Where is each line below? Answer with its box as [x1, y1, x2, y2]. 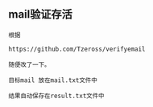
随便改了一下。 [8, 60, 51, 68]
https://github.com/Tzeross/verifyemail [8, 45, 147, 53]
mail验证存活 [8, 7, 72, 22]
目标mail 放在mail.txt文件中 [8, 76, 98, 84]
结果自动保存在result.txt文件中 [8, 92, 105, 100]
